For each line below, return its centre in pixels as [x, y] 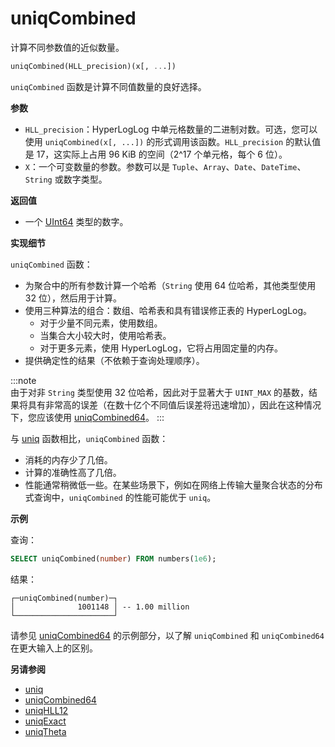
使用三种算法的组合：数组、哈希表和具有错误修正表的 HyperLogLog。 [168, 310]
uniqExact [45, 721]
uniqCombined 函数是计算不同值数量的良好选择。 [108, 86]
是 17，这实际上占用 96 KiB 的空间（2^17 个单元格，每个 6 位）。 [156, 154]
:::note [23, 380]
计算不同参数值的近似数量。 [67, 47]
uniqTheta [45, 731]
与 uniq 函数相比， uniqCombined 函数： [89, 438]
